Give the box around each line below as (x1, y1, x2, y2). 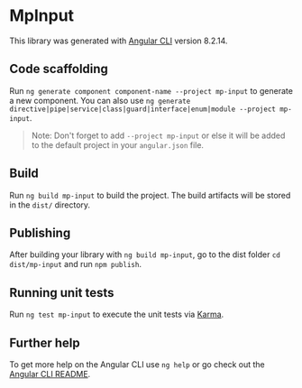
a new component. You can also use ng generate (9, 95, 191, 106)
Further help (9, 335, 81, 350)
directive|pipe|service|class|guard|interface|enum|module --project (9, 105, 277, 114)
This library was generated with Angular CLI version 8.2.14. (9, 35, 228, 46)
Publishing (9, 225, 71, 240)
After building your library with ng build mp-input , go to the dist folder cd (9, 249, 281, 260)
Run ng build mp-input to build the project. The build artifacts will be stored (9, 189, 291, 200)
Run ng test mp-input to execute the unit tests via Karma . (9, 309, 224, 320)
